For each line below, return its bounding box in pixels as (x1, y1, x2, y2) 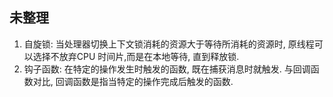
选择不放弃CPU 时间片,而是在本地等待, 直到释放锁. (32, 50, 240, 62)
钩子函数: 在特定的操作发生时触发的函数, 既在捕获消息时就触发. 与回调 (23, 63, 311, 75)
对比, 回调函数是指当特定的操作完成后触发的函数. (32, 75, 234, 87)
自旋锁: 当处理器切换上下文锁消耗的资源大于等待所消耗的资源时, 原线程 (23, 38, 315, 50)
